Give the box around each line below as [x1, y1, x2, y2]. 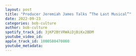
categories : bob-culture [5, 20, 56, 26]
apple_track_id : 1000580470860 [5, 39, 70, 44]
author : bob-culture [5, 25, 48, 30]
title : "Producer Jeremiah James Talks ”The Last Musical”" [5, 12, 132, 17]
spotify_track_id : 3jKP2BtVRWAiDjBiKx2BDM [5, 30, 94, 35]
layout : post [5, 7, 32, 12]
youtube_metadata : [5, 43, 43, 48]
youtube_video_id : [5, 35, 43, 39]
